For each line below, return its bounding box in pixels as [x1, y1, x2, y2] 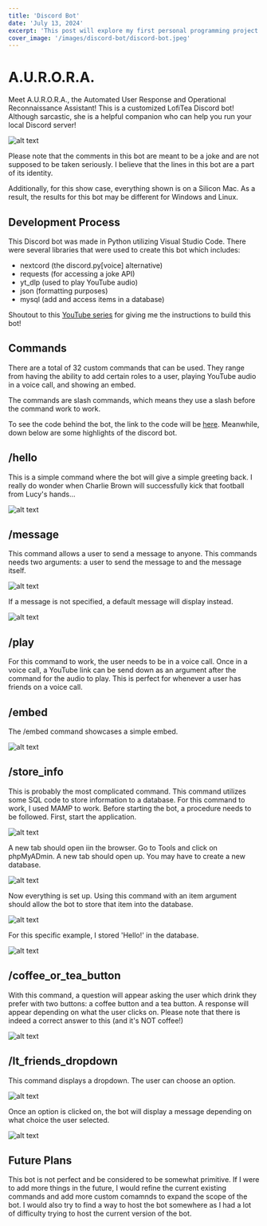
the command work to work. [8, 404, 101, 413]
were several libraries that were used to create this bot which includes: [8, 245, 241, 254]
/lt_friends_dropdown [8, 1054, 118, 1068]
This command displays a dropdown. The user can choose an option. [8, 1076, 236, 1085]
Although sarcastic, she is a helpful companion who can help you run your [8, 112, 253, 121]
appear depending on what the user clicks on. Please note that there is [8, 1007, 241, 1017]
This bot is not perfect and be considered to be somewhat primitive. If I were [8, 1175, 260, 1184]
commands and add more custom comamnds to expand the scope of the [8, 1192, 248, 1201]
